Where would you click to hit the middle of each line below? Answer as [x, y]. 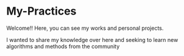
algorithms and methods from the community [63, 46]
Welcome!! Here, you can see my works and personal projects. [85, 28]
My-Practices [41, 11]
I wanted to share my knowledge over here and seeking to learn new [92, 40]
